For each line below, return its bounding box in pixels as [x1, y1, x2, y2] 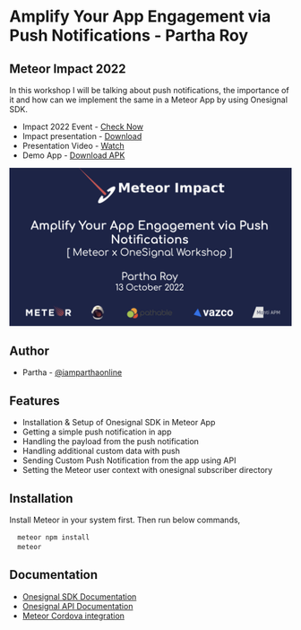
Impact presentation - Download [21, 131, 142, 141]
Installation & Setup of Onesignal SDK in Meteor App [21, 417, 216, 428]
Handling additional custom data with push [21, 446, 181, 457]
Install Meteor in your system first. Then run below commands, [9, 514, 241, 525]
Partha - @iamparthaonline [21, 367, 123, 378]
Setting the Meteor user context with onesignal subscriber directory [21, 465, 273, 476]
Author [9, 343, 49, 358]
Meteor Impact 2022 [9, 61, 127, 76]
